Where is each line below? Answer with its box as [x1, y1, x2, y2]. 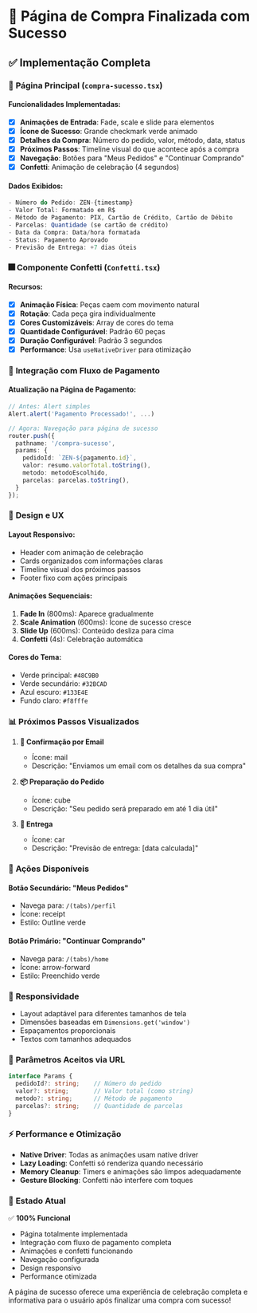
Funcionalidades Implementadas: [8, 100, 121, 109]
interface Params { [8, 1072, 73, 1080]
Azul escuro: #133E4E [19, 688, 89, 697]
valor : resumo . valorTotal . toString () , [22, 462, 151, 470]
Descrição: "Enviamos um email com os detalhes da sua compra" [31, 761, 247, 771]
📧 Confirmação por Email [19, 737, 104, 747]
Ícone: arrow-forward [19, 962, 91, 972]
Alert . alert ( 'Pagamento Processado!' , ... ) [8, 410, 155, 418]
